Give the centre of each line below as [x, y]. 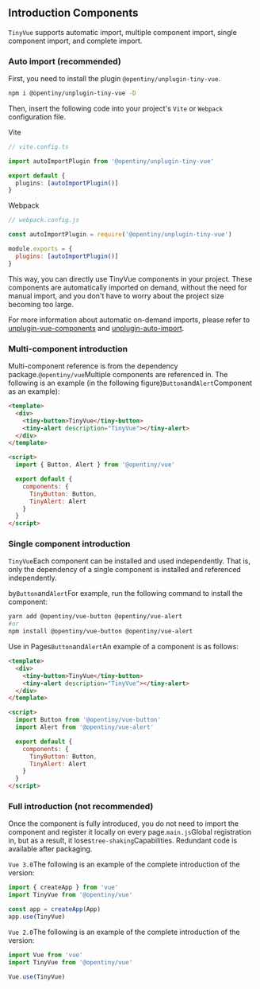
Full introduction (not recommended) [81, 806]
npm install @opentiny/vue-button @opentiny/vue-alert [101, 632]
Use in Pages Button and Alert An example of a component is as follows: [124, 647]
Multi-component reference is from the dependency [93, 366]
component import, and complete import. [75, 41]
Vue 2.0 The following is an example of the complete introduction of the [124, 932]
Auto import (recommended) [65, 61]
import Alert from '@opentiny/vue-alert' [85, 727]
